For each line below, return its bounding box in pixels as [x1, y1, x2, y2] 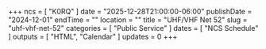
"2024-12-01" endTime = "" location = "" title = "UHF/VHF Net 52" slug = [8, 15, 248, 24]
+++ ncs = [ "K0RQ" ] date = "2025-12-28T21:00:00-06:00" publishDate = [8, 7, 253, 16]
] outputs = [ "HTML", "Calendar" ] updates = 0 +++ [8, 32, 178, 41]
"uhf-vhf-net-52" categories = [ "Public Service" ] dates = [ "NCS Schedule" [8, 24, 259, 32]
